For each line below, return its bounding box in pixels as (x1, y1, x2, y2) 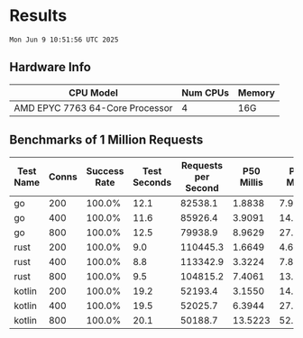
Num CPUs (181, 87, 230, 99)
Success (86, 164, 124, 177)
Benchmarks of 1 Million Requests (9, 132, 204, 148)
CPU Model (69, 87, 119, 99)
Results (9, 5, 68, 26)
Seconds (132, 176, 172, 188)
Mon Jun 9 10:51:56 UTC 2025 (9, 35, 119, 44)
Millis (239, 176, 263, 188)
